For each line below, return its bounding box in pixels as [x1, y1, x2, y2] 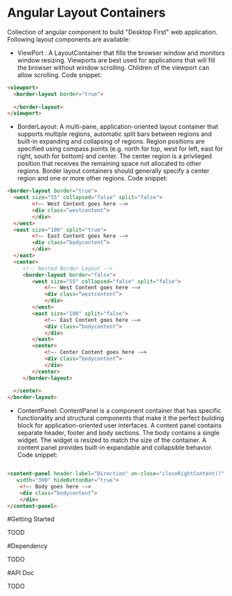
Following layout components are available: [7, 35, 130, 43]
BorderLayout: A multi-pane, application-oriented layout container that [17, 123, 219, 131]
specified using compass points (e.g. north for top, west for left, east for [17, 144, 224, 153]
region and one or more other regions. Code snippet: [17, 174, 168, 182]
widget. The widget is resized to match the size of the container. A [17, 436, 206, 445]
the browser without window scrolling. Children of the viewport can [17, 63, 210, 71]
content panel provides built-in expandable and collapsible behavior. [17, 443, 213, 452]
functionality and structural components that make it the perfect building [17, 414, 224, 423]
